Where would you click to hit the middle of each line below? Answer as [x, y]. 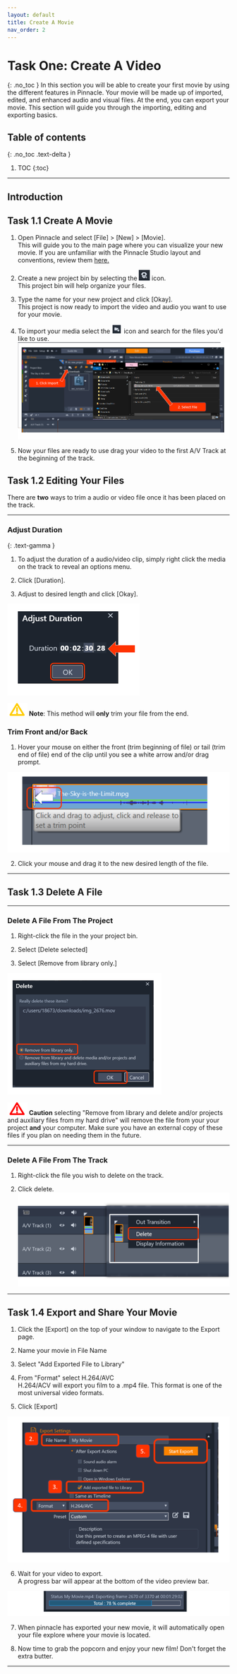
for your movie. [39, 315]
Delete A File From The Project [60, 920]
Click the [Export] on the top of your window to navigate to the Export [119, 1330]
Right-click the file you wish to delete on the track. [91, 1176]
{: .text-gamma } [31, 545]
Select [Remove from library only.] [67, 963]
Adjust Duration [35, 530]
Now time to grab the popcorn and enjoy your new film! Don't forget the [122, 1649]
